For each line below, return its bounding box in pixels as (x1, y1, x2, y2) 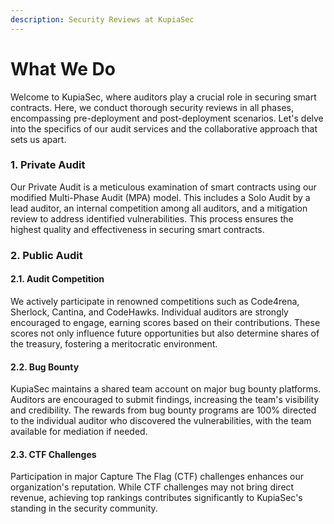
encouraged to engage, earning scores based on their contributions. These (10, 316, 321, 328)
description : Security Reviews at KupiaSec (10, 14, 195, 25)
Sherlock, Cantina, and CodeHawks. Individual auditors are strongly (10, 306, 289, 318)
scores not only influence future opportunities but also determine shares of (10, 327, 320, 339)
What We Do (10, 57, 116, 80)
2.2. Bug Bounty (10, 361, 80, 373)
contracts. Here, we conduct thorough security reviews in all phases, (10, 101, 295, 113)
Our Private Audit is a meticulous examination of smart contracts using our (10, 181, 317, 193)
